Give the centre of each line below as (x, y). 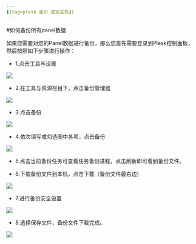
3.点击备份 (28, 112)
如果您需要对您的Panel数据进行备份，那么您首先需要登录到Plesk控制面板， (100, 43)
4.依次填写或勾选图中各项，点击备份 (60, 136)
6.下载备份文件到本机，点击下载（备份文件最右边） (79, 173)
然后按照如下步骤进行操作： (41, 51)
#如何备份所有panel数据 (36, 30)
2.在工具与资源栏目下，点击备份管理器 (63, 88)
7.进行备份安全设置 (39, 198)
